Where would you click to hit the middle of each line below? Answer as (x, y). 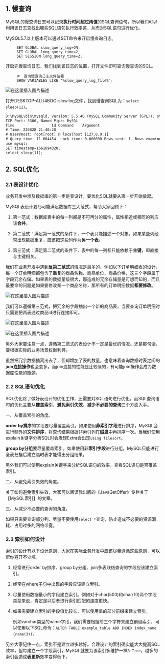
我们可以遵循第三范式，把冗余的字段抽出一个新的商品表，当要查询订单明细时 (83, 306)
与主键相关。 (25, 256)
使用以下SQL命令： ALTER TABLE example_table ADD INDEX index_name (87, 628)
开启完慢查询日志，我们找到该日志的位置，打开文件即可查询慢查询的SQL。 (81, 66)
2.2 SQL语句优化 (25, 387)
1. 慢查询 (18, 9)
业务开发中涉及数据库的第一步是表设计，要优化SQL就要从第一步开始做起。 (81, 196)
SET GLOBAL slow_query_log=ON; (48, 47)
